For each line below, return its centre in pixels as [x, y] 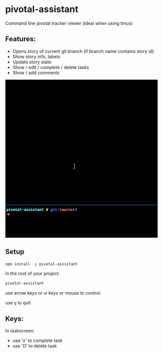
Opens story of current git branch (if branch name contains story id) [83, 51]
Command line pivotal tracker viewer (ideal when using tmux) [69, 23]
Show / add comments [36, 73]
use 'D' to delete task [35, 346]
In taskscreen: [20, 331]
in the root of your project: [33, 273]
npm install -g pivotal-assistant [42, 264]
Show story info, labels [36, 56]
